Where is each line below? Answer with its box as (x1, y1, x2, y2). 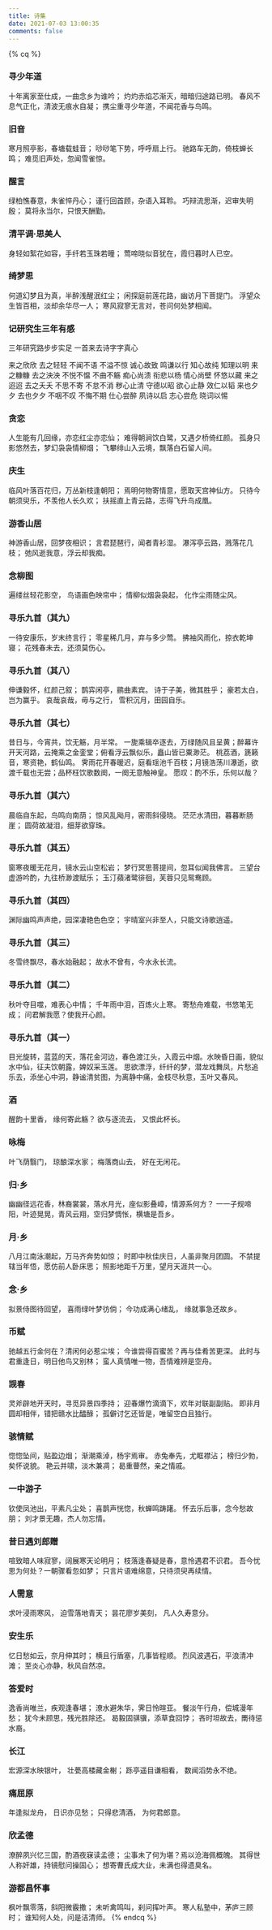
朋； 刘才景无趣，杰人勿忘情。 (8, 1513, 110, 1523)
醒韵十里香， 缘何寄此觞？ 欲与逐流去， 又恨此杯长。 (8, 1114, 185, 1125)
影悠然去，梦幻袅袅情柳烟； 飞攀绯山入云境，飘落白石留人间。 (8, 443, 216, 453)
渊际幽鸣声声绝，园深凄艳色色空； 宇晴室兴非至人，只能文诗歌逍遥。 (8, 915, 237, 925)
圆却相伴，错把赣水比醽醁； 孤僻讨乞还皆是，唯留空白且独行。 (8, 1409, 216, 1418)
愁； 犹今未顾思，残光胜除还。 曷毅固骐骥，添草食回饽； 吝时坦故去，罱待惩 (8, 1712, 263, 1722)
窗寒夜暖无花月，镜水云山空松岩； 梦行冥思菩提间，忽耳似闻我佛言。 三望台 (8, 862, 261, 872)
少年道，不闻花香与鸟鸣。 (130, 101, 216, 110)
